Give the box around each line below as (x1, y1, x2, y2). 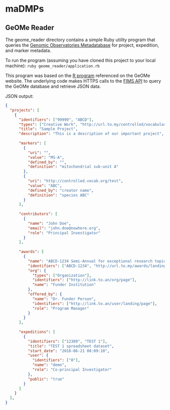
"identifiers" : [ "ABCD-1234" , (27, 263, 92, 268)
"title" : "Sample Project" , (18, 126, 78, 132)
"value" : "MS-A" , (27, 155, 65, 160)
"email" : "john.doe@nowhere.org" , (27, 225, 101, 231)
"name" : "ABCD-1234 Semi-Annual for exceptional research (27, 258, 153, 264)
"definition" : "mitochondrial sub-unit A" (27, 164, 119, 169)
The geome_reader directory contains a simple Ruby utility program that (5, 37, 155, 43)
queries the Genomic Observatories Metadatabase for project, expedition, (5, 42, 159, 48)
